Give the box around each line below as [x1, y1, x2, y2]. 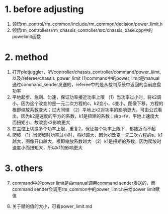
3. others [5, 163, 43, 174]
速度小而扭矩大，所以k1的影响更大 [12, 144, 83, 150]
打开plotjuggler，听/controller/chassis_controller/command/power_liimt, [12, 69, 161, 75]
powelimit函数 [12, 33, 41, 39]
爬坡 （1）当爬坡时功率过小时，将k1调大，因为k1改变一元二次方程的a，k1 [12, 132, 163, 138]
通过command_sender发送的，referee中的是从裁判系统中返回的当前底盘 [12, 81, 161, 87]
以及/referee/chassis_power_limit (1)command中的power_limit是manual [12, 75, 159, 81]
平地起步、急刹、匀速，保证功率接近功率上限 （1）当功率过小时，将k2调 [12, 94, 161, 100]
